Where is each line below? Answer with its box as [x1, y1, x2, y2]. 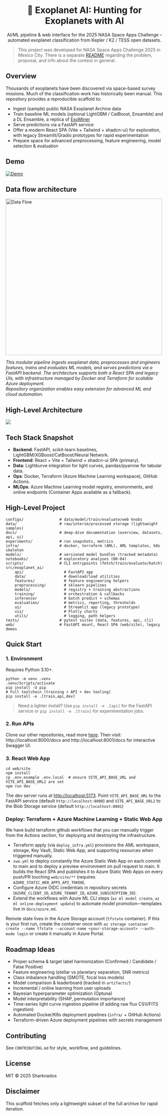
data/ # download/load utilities [14, 574, 120, 579]
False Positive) [12, 964, 43, 970]
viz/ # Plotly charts [14, 609, 98, 614]
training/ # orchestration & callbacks [14, 591, 124, 597]
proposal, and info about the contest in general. [17, 57, 116, 63]
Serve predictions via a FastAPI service [12, 121, 94, 127]
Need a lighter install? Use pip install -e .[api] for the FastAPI [17, 702, 152, 708]
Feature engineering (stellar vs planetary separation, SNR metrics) [12, 969, 149, 975]
